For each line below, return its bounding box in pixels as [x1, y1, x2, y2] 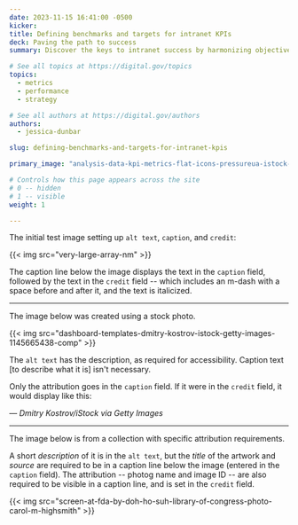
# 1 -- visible [9, 192, 66, 200]
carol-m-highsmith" [9, 505, 82, 516]
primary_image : [9, 160, 66, 168]
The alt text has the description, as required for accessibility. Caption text [9, 355, 284, 365]
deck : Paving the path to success [9, 37, 137, 47]
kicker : [9, 21, 38, 30]
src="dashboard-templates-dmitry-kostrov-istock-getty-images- [38, 328, 276, 339]
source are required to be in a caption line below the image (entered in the [9, 460, 280, 471]
